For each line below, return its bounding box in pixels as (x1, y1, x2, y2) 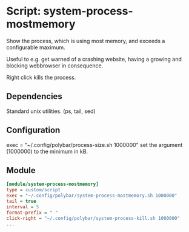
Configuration (6, 125, 61, 135)
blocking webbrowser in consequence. (6, 62, 104, 69)
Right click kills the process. (6, 73, 76, 81)
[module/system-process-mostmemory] (6, 181, 99, 188)
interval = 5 (6, 203, 39, 210)
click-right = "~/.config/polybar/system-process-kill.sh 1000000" (6, 215, 181, 221)
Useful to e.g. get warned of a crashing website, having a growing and (6, 55, 182, 63)
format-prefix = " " (6, 210, 59, 216)
